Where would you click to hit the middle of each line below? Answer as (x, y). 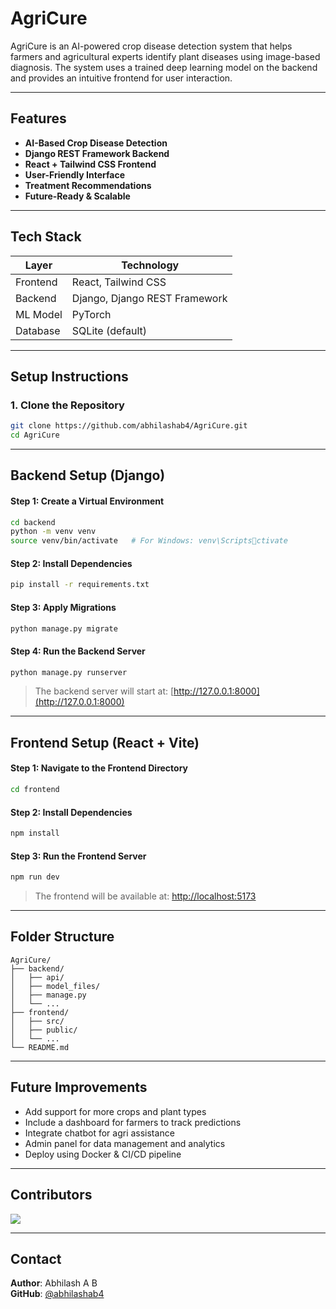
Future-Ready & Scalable (77, 196)
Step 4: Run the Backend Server (78, 651)
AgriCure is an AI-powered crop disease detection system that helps (151, 46)
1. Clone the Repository (67, 405)
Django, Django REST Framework (149, 298)
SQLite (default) (109, 330)
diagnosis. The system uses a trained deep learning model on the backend (164, 67)
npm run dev (35, 877)
